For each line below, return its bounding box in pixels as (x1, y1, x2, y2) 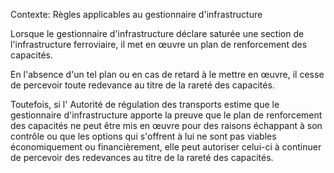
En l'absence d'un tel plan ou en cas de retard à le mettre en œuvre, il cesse (10, 69, 325, 80)
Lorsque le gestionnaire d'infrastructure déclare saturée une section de (10, 28, 305, 39)
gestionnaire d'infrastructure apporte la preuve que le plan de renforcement (10, 109, 323, 121)
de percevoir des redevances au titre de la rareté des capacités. (10, 152, 274, 163)
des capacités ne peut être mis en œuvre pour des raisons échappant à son (10, 120, 323, 131)
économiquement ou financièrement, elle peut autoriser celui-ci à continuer (10, 141, 322, 153)
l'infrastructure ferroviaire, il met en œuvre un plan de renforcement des (10, 39, 308, 50)
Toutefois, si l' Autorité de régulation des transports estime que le (10, 99, 280, 110)
